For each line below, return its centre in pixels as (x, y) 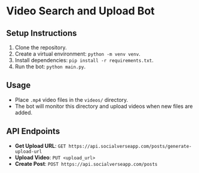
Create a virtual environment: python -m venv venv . (77, 54)
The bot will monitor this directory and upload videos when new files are (104, 106)
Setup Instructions (42, 33)
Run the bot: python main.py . (50, 66)
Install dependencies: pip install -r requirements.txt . (84, 60)
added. (24, 113)
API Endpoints (33, 131)
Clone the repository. (41, 47)
